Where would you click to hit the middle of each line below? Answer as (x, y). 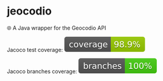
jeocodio (29, 11)
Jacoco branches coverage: (42, 71)
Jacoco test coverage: (35, 50)
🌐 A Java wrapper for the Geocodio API (57, 28)
